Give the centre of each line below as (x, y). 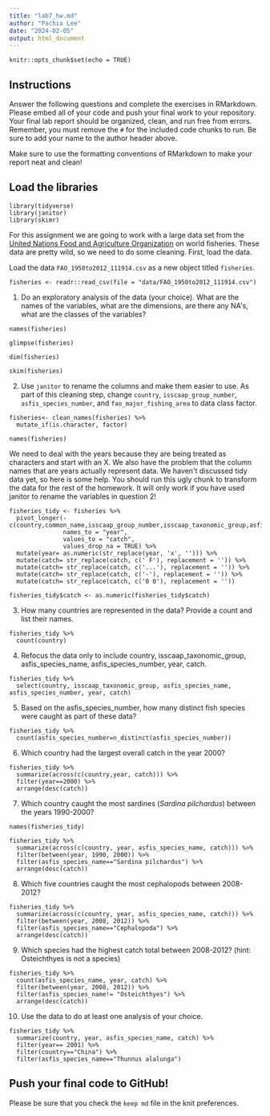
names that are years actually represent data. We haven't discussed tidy (128, 470)
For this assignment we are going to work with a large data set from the (127, 234)
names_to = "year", (95, 532)
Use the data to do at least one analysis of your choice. (112, 1016)
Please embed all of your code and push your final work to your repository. (133, 112)
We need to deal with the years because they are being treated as (118, 454)
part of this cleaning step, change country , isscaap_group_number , (129, 394)
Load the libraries (54, 187)
